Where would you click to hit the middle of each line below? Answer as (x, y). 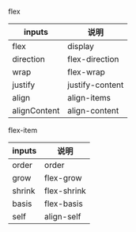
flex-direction (93, 59)
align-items (89, 98)
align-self (63, 217)
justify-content (95, 85)
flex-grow (63, 178)
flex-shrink (66, 191)
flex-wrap (86, 72)
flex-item (23, 130)
